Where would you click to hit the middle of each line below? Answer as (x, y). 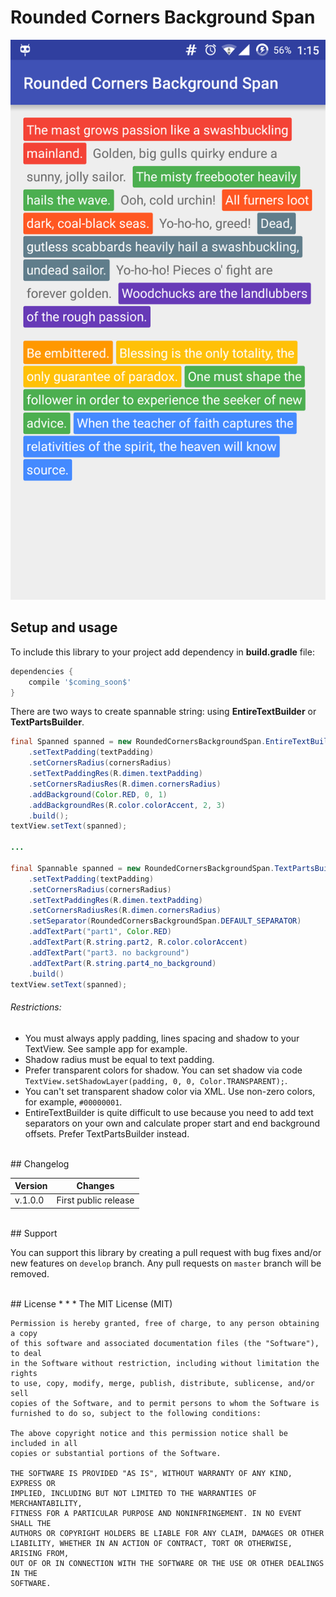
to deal (26, 1353)
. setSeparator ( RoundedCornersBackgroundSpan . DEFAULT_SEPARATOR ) (165, 921)
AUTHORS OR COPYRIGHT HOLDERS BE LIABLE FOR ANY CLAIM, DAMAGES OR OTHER (167, 1533)
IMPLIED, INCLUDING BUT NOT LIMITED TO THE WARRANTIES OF (133, 1493)
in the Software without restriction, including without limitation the (165, 1363)
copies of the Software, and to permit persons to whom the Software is (165, 1403)
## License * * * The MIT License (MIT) (91, 1303)
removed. (30, 1273)
